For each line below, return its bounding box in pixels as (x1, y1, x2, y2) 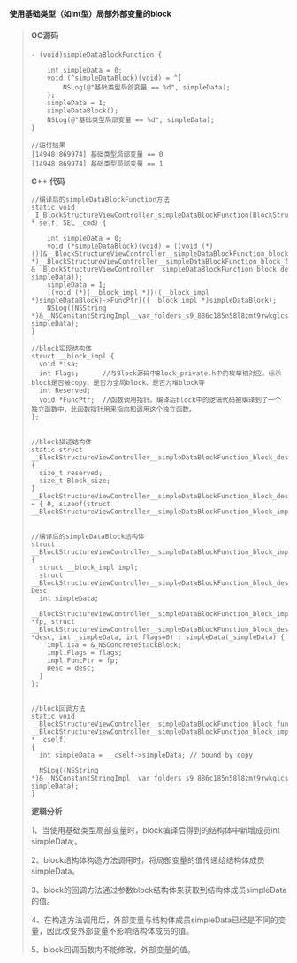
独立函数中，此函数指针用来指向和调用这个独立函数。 (30, 404, 196, 413)
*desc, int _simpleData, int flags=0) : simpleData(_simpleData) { (30, 633, 285, 642)
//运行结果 (30, 140, 66, 150)
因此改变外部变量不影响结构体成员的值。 (46, 925, 194, 936)
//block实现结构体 (30, 343, 93, 353)
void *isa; (39, 359, 80, 368)
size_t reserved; (39, 468, 103, 477)
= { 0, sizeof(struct (30, 499, 110, 508)
